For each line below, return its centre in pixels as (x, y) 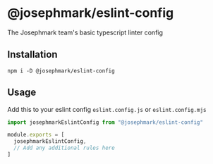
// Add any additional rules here (64, 148)
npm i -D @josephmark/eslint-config (61, 71)
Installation (32, 55)
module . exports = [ (36, 135)
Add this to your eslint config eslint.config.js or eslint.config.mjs (107, 109)
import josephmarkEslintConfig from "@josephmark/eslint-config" (105, 122)
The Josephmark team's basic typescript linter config (85, 32)
